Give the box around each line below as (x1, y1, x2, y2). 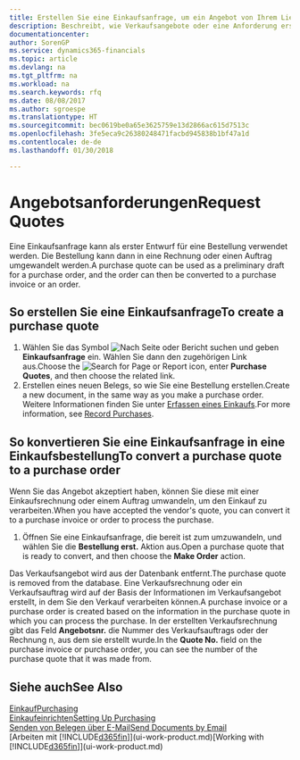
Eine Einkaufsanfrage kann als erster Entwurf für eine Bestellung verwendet (9, 240, 288, 251)
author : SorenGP (9, 38, 70, 47)
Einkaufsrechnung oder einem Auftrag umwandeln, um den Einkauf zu (9, 496, 268, 506)
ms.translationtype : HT (9, 113, 98, 121)
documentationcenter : (9, 29, 90, 38)
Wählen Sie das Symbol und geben (21, 342, 279, 353)
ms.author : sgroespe (9, 104, 87, 113)
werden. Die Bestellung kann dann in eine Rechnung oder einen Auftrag (9, 250, 272, 261)
